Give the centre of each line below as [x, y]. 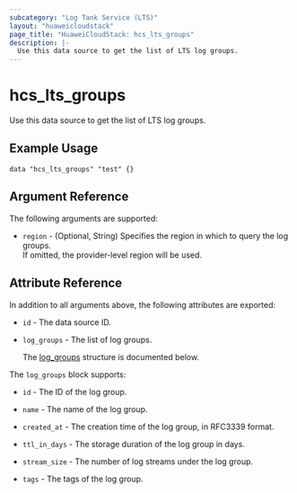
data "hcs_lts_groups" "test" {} [72, 169]
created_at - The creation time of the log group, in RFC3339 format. [148, 427]
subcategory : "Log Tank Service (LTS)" [84, 18]
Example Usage [54, 149]
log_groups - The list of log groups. [87, 339]
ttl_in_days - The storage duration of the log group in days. [133, 444]
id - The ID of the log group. [74, 392]
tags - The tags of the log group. [83, 479]
